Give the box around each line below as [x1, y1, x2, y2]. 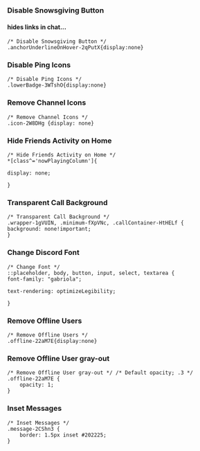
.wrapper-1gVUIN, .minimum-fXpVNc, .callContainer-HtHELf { [7, 220, 185, 227]
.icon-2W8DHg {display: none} [7, 120, 95, 127]
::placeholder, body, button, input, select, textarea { [7, 269, 175, 276]
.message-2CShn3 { [7, 425, 60, 432]
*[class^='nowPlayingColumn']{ [7, 158, 98, 165]
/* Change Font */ [7, 263, 60, 270]
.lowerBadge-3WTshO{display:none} [7, 82, 107, 89]
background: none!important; [7, 226, 91, 233]
